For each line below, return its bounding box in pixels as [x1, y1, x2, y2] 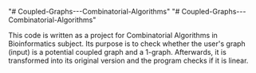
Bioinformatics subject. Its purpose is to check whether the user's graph [8, 39, 246, 48]
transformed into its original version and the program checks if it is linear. [8, 56, 249, 65]
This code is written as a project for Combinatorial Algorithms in [8, 31, 218, 40]
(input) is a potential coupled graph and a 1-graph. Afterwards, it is [8, 48, 227, 56]
